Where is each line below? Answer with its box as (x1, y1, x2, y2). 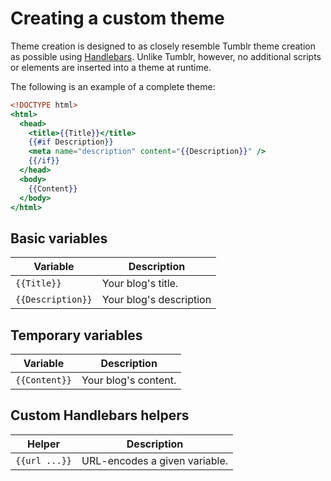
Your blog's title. (101, 277, 179, 291)
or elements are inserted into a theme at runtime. (10, 61, 212, 73)
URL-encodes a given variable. (81, 453, 228, 467)
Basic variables (10, 230, 108, 247)
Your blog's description (101, 293, 212, 307)
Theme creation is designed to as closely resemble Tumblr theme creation (10, 40, 316, 52)
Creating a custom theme (10, 7, 225, 30)
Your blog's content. (81, 373, 177, 387)
